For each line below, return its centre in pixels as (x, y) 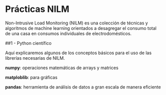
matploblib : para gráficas (31, 77)
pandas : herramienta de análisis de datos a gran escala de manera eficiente (83, 87)
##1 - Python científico (28, 43)
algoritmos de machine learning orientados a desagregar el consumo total (81, 28)
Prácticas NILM (37, 9)
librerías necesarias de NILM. (35, 58)
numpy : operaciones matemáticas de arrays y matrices (62, 68)
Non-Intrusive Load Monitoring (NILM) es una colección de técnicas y (77, 23)
